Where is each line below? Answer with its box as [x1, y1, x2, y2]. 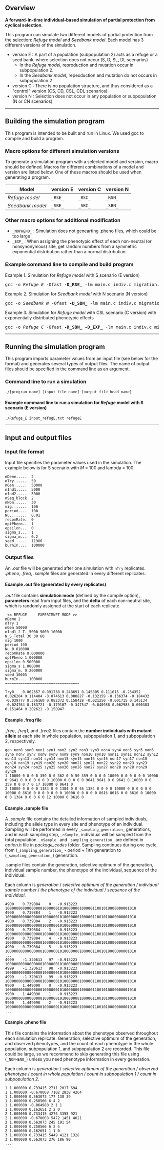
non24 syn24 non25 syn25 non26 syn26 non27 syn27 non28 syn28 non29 [5, 765, 147, 770]
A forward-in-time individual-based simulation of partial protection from [5, 17, 155, 23]
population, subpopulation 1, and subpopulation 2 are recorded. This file [5, 1046, 150, 1052]
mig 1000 [5, 638, 23, 643]
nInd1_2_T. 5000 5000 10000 [5, 629, 62, 635]
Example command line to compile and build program [5, 261, 134, 268]
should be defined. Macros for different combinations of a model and [5, 164, 144, 169]
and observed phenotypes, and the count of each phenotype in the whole [5, 1040, 154, 1046]
